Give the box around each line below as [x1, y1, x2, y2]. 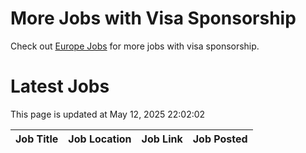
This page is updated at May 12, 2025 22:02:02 [10, 108, 206, 120]
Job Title [15, 132, 59, 146]
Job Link [141, 132, 183, 146]
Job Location [68, 132, 132, 146]
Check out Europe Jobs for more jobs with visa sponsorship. [10, 40, 260, 52]
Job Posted [192, 132, 248, 146]
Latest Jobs [10, 75, 110, 98]
